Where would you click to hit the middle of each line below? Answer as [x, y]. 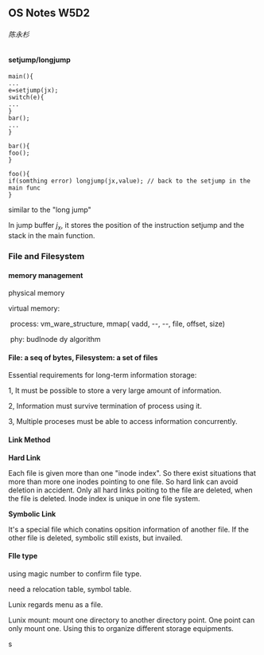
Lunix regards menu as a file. [56, 604]
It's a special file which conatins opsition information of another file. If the [128, 529]
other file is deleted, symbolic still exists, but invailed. [95, 538]
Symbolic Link [32, 514]
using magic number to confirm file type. [75, 574]
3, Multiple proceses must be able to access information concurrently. [123, 422]
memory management [46, 275]
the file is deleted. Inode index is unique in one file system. [104, 498]
